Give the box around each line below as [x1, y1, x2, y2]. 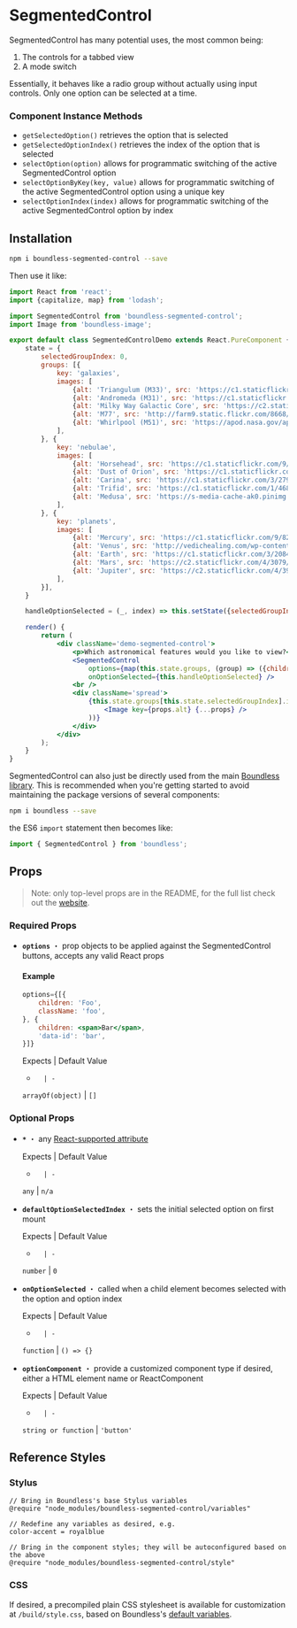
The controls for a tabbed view [21, 51, 134, 62]
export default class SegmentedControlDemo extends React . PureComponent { [9, 336, 291, 345]
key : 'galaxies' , [56, 368, 121, 377]
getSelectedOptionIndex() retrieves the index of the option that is [21, 139, 261, 150]
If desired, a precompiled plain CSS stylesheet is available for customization [9, 1599, 286, 1609]
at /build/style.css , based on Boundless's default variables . [9, 1609, 232, 1619]
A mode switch [21, 61, 77, 72]
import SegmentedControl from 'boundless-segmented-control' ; [9, 312, 243, 320]
